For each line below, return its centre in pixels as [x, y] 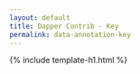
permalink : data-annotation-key [70, 34]
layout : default [40, 18]
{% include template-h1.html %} [69, 60]
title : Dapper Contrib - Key [64, 26]
